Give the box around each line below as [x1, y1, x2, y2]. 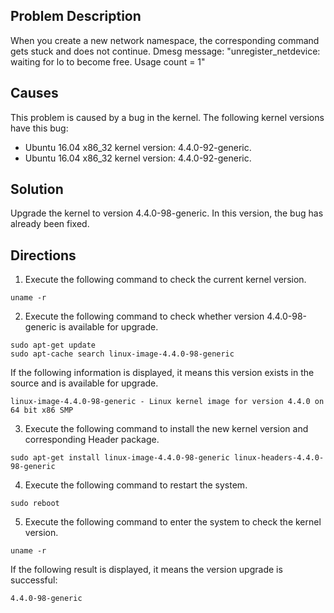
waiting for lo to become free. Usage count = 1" [10, 55, 206, 68]
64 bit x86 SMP [10, 405, 74, 416]
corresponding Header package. [24, 434, 160, 446]
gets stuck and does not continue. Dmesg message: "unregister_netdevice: [10, 45, 321, 57]
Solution [10, 181, 64, 198]
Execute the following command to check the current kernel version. [24, 274, 307, 286]
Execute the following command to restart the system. [24, 479, 248, 491]
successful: [10, 574, 58, 586]
